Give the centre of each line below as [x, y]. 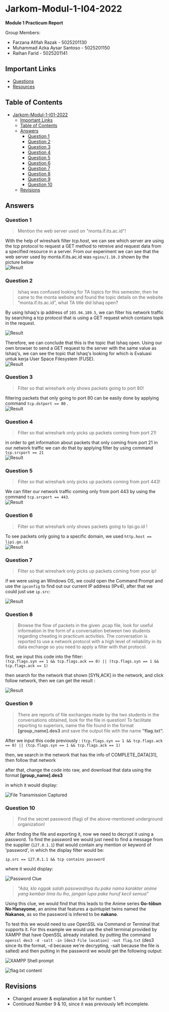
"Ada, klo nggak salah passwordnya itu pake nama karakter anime [87, 888]
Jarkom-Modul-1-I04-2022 [64, 9]
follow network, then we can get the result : [50, 681]
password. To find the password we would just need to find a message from [84, 839]
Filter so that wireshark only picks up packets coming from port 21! [87, 433]
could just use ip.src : [28, 592]
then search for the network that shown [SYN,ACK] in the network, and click [84, 676]
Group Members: [23, 32]
